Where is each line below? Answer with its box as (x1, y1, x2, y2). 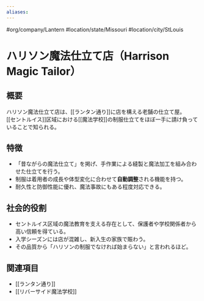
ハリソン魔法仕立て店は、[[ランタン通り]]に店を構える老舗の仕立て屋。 (6, 108, 186, 115)
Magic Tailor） (6, 64, 81, 78)
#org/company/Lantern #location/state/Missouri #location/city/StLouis (6, 26, 184, 33)
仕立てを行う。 (26, 168, 64, 175)
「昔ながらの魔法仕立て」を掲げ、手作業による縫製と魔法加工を (15, 160, 176, 168)
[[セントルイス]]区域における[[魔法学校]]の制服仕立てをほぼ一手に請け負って (6, 116, 199, 123)
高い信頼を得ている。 (15, 228, 69, 236)
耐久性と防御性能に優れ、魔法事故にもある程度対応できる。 (15, 183, 166, 190)
